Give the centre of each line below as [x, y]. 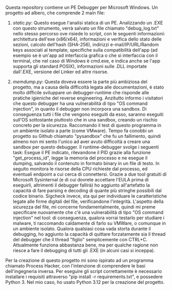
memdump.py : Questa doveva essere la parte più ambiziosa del [80, 82]
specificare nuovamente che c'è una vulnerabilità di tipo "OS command [88, 212]
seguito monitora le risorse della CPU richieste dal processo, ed [80, 169]
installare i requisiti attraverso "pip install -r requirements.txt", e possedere [84, 277]
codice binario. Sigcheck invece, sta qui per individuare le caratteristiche [90, 196]
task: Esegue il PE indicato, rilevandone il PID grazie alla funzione [82, 152]
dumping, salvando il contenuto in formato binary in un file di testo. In [86, 163]
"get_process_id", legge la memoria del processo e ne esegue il [80, 158]
